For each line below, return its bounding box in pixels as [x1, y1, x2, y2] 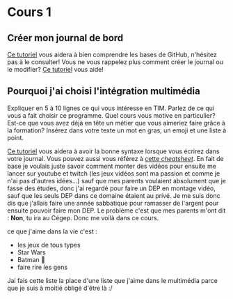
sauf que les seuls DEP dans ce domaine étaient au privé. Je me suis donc [7, 191, 220, 199]
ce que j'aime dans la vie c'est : [7, 227, 97, 236]
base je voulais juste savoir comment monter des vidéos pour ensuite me [7, 162, 217, 170]
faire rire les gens [17, 263, 68, 271]
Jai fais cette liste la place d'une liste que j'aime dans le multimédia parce [7, 276, 218, 284]
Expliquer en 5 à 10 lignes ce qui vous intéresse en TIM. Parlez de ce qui [7, 104, 214, 112]
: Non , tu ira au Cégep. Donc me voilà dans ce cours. [7, 213, 159, 222]
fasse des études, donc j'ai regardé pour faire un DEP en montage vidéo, [7, 184, 216, 192]
